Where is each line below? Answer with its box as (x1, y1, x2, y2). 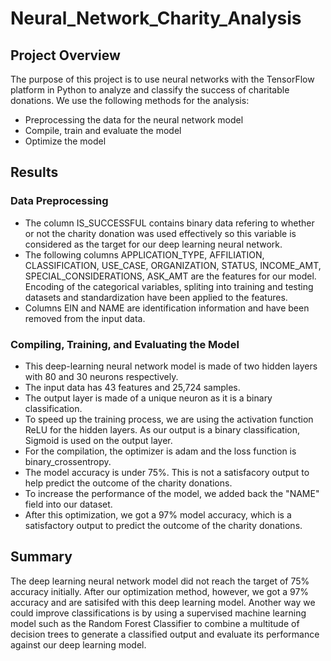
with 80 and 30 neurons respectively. (24, 370, 179, 382)
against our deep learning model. (10, 638, 147, 651)
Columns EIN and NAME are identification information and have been (24, 302, 310, 314)
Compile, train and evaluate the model (24, 125, 182, 136)
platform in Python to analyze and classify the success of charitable (10, 84, 290, 96)
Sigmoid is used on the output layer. (24, 434, 173, 446)
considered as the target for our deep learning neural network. (24, 238, 283, 250)
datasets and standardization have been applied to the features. (24, 291, 288, 303)
